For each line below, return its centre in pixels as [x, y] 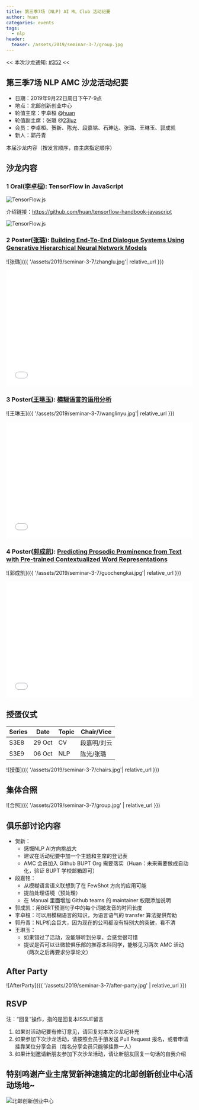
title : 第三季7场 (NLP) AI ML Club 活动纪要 [58, 12]
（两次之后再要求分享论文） [57, 952]
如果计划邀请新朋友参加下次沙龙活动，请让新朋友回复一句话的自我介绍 [100, 1054]
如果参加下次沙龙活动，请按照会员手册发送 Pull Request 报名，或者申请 [101, 1039]
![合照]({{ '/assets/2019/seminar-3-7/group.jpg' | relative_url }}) [83, 805]
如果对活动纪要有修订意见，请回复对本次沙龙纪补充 [77, 1031]
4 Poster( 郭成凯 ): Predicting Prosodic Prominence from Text [94, 551]
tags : [13, 28]
